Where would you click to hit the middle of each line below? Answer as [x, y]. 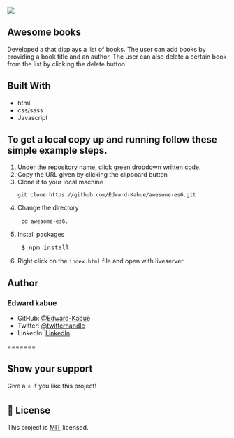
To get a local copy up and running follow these [112, 140]
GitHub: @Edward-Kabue [54, 319]
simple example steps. [57, 151]
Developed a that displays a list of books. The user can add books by [107, 49]
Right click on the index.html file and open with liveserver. [101, 261]
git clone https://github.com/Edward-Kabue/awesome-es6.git [107, 195]
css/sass [30, 110]
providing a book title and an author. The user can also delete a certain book [117, 57]
